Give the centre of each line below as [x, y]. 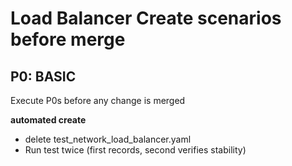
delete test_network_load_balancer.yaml [108, 139]
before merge [68, 39]
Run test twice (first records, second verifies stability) [135, 150]
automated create [48, 120]
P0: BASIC [43, 76]
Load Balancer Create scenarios [146, 18]
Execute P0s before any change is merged [98, 100]
